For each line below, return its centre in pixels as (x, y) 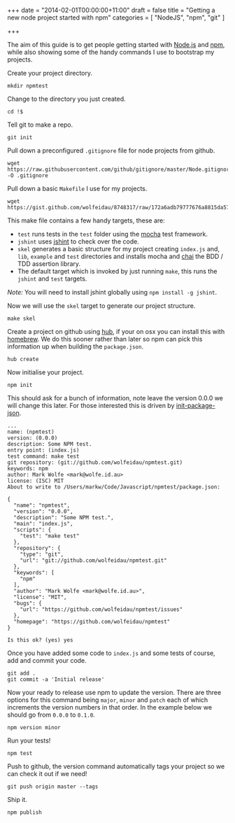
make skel (22, 318)
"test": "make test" (50, 536)
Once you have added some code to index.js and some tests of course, (111, 653)
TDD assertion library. (49, 264)
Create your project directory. (50, 73)
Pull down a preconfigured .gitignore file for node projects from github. (111, 150)
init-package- (195, 406)
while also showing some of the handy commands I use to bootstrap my (111, 52)
